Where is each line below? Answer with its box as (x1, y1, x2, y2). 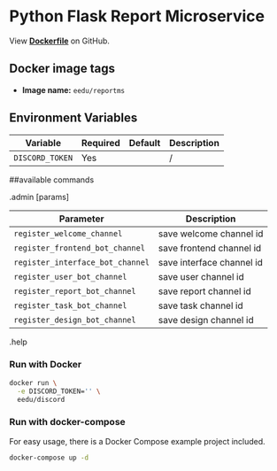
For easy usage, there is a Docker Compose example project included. (9, 436, 265, 446)
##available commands (9, 174, 95, 185)
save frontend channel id (158, 242, 262, 254)
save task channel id (158, 299, 243, 312)
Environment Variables (9, 111, 138, 126)
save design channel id (158, 313, 254, 326)
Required (81, 136, 121, 149)
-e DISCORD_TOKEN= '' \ (17, 387, 101, 396)
